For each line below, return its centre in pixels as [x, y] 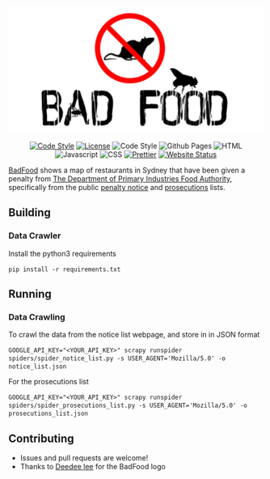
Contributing [41, 438]
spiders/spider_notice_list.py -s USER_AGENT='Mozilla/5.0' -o [117, 358]
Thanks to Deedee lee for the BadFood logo [93, 467]
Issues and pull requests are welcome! [84, 458]
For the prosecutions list [49, 382]
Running [30, 294]
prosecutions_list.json [49, 414]
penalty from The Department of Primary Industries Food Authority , [120, 179]
